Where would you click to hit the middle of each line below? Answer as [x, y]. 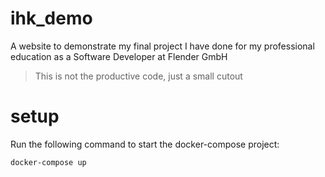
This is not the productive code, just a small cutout [138, 76]
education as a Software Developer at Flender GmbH [119, 56]
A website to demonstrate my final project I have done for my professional [162, 46]
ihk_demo [51, 18]
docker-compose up [48, 162]
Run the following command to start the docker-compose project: [145, 144]
